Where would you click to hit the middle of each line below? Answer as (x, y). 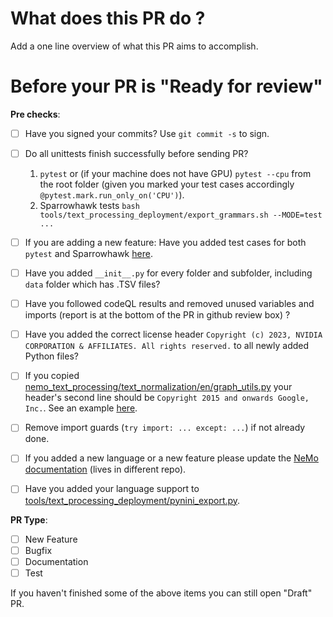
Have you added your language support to (112, 489)
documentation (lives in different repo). (105, 469)
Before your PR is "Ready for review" (166, 86)
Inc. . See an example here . (81, 408)
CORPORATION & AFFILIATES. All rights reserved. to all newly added (167, 346)
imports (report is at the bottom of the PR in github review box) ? (157, 315)
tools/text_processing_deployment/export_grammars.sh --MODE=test (181, 215)
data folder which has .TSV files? (92, 284)
